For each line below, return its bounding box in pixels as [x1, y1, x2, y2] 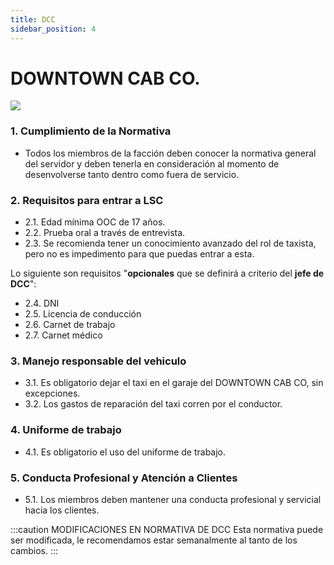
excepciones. [24, 387, 81, 400]
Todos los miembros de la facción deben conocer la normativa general [24, 147, 317, 159]
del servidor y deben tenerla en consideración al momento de [24, 157, 280, 170]
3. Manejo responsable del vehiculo [10, 354, 187, 368]
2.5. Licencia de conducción [24, 308, 142, 320]
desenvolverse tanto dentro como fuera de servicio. [24, 168, 240, 180]
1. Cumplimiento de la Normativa [10, 124, 172, 138]
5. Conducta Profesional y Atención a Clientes [10, 471, 238, 485]
